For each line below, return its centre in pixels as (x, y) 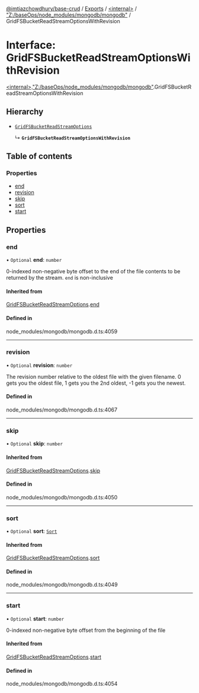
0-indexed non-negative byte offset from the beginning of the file (86, 630)
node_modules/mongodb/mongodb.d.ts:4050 (62, 497)
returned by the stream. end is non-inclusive (60, 278)
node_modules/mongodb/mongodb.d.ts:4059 (62, 331)
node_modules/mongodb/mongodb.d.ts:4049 (62, 585)
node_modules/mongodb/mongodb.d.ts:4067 (62, 410)
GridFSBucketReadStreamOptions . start (54, 657)
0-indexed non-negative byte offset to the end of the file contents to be (93, 271)
